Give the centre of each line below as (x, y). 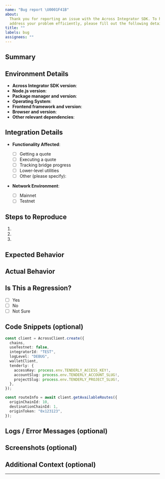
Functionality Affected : (36, 144)
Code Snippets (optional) (44, 327)
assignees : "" (20, 37)
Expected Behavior (35, 255)
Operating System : (32, 101)
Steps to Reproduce (36, 217)
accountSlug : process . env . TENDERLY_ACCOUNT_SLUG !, (67, 375)
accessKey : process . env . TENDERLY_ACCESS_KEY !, (62, 370)
